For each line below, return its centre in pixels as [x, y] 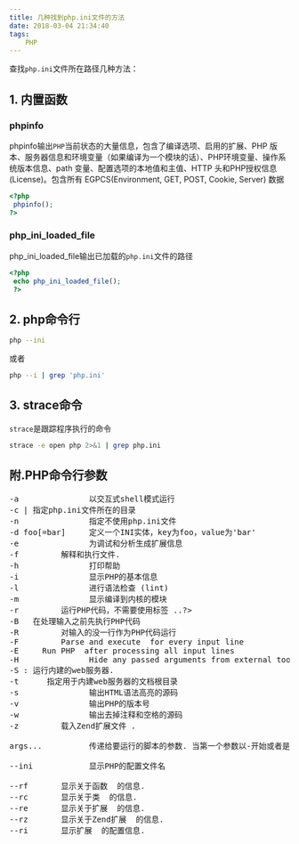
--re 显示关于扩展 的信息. [77, 808]
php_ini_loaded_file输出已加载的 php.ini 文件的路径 [101, 256]
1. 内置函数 [39, 99]
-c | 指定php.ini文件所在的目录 [73, 510]
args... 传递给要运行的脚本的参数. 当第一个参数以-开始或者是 [150, 746]
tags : [19, 34]
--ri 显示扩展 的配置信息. [77, 830]
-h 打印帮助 [65, 565]
